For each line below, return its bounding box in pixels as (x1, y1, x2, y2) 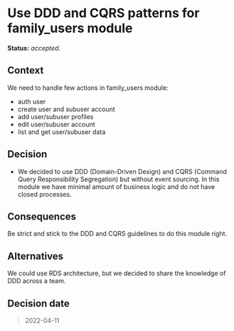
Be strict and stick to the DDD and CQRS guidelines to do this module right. (7, 230, 228, 238)
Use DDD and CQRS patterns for (7, 5, 200, 21)
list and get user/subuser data (17, 127, 106, 136)
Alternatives (7, 250, 64, 262)
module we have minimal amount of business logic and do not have (17, 182, 216, 190)
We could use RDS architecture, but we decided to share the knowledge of (7, 269, 226, 277)
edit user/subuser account (17, 120, 95, 128)
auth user (17, 97, 46, 106)
